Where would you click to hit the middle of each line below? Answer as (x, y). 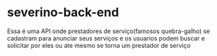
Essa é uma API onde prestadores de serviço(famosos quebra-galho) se (108, 31)
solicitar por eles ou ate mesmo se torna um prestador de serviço (99, 45)
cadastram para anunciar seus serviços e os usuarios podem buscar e (106, 38)
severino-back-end (63, 12)
